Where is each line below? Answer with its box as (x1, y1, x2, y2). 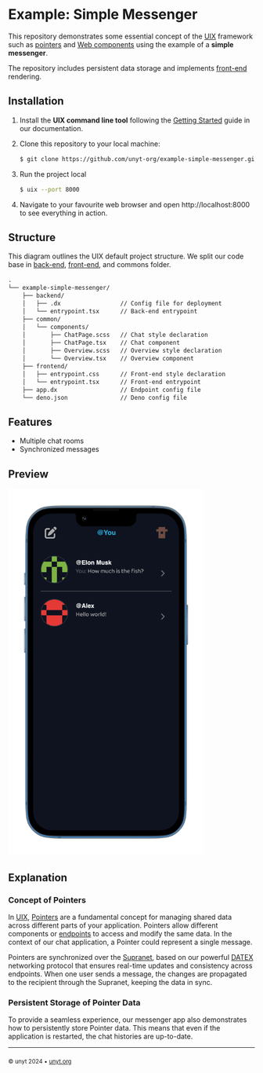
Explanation (8, 870, 68, 884)
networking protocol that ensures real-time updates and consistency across (8, 961, 253, 971)
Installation (8, 94, 64, 108)
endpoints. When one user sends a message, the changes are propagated (8, 969, 247, 979)
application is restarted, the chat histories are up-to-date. (8, 1031, 193, 1042)
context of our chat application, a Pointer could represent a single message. (8, 937, 253, 947)
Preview (8, 467, 49, 481)
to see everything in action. (19, 208, 108, 218)
